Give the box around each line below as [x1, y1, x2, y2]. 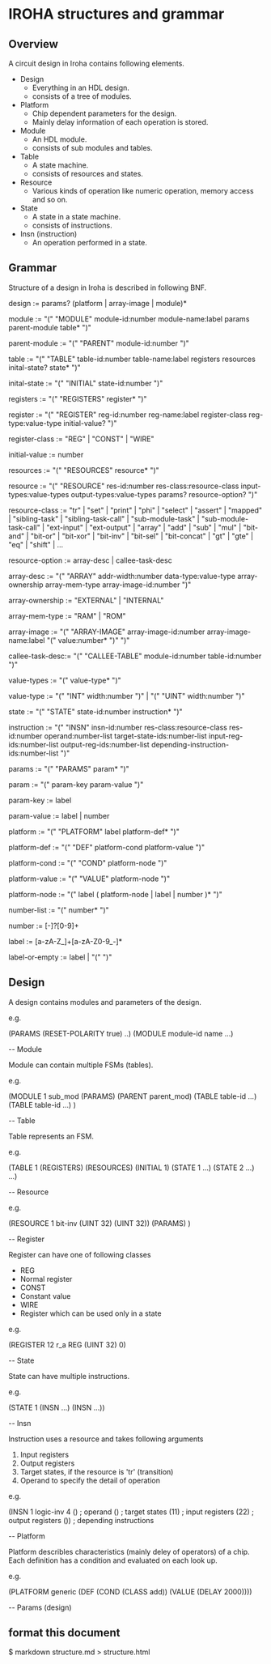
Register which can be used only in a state [19, 1309, 162, 1318]
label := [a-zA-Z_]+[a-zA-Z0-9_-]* [8, 936, 123, 946]
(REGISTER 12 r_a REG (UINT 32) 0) [8, 1339, 127, 1349]
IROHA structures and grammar [8, 5, 225, 23]
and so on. [32, 195, 68, 204]
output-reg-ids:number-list [60, 739, 150, 749]
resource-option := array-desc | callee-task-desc [8, 555, 172, 565]
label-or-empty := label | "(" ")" [8, 952, 112, 962]
